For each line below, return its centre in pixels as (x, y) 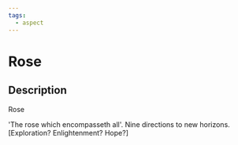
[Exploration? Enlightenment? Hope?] (68, 132)
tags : (17, 15)
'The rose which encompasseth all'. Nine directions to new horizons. (119, 124)
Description (37, 91)
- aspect (30, 23)
